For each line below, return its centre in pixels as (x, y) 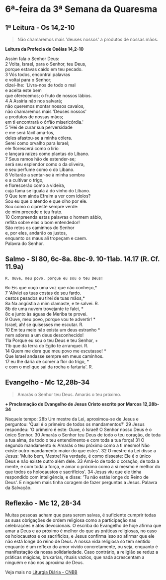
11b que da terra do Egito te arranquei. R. (47, 345)
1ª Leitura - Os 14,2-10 (40, 28)
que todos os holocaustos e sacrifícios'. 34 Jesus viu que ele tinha (73, 472)
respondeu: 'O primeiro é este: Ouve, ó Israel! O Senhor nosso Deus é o (79, 429)
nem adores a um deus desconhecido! (44, 335)
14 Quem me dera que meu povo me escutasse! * (56, 351)
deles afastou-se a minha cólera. (39, 138)
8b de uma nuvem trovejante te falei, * (44, 309)
